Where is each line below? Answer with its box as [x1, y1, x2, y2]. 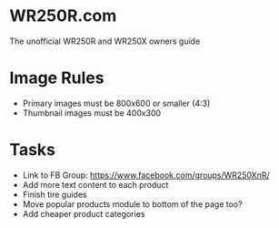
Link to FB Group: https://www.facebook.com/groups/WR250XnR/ [22, 170, 270, 181]
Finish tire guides [22, 189, 88, 200]
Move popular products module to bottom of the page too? [22, 198, 243, 210]
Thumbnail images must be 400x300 [22, 107, 162, 119]
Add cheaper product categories [22, 208, 145, 219]
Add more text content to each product [22, 179, 169, 190]
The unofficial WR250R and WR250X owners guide [9, 36, 201, 47]
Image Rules [9, 67, 105, 88]
